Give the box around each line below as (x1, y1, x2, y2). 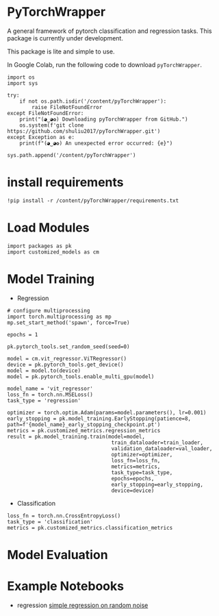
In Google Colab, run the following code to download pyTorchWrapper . (7, 60, 202, 69)
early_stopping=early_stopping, (111, 481, 204, 488)
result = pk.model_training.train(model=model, (7, 433, 146, 440)
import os (7, 73, 36, 81)
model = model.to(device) (7, 367, 81, 374)
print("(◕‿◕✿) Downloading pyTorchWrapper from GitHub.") (19, 116, 188, 123)
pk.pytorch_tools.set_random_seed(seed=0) (7, 343, 130, 350)
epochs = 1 (7, 331, 38, 338)
